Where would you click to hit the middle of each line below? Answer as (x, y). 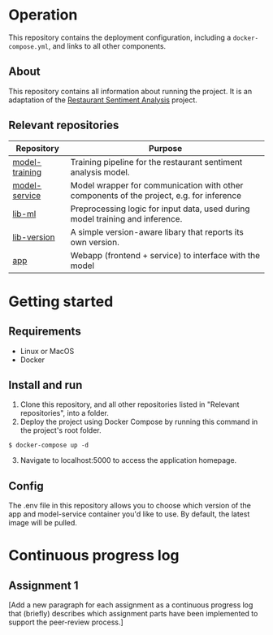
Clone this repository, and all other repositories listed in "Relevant (130, 404)
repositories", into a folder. (65, 413)
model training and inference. (126, 218)
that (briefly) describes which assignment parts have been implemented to (133, 614)
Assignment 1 (43, 585)
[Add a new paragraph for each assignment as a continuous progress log (131, 605)
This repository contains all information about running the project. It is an (130, 91)
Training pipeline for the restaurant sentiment (156, 162)
